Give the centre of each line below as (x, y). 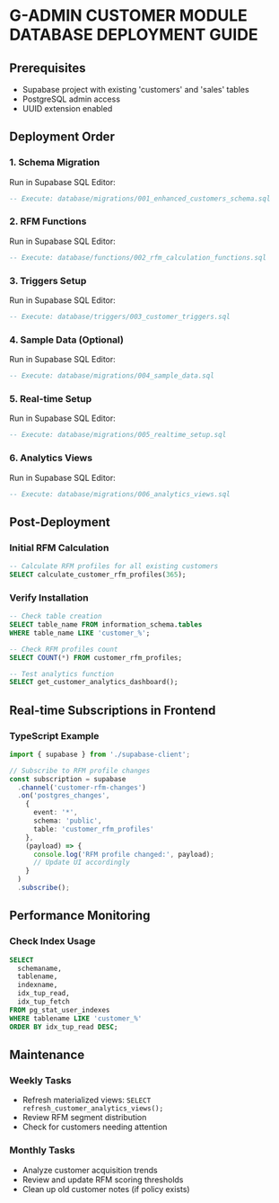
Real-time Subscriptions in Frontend (113, 710)
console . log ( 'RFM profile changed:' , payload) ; (124, 854)
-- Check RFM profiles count (64, 649)
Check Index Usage (52, 941)
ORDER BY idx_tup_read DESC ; (64, 1027)
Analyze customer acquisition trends (90, 1170)
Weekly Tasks (40, 1080)
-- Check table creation (56, 617)
